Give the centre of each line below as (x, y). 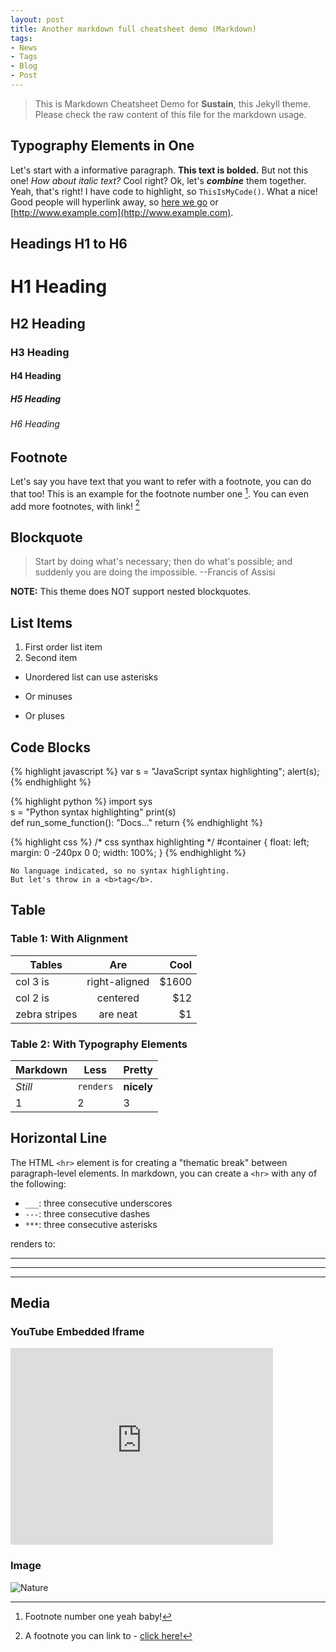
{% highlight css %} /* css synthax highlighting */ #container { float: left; (160, 842)
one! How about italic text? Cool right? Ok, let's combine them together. (158, 180)
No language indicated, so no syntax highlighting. (120, 871)
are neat (118, 1014)
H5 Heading (36, 398)
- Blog (24, 66)
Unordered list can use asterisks (91, 677)
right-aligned (118, 981)
